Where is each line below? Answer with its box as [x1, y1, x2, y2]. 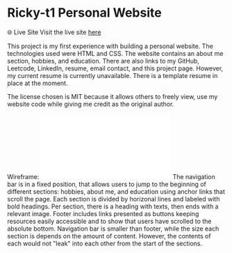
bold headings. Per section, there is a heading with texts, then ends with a [7, 202, 219, 210]
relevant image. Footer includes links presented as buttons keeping [7, 209, 199, 217]
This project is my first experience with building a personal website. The [7, 42, 213, 50]
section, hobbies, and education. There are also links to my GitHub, [7, 56, 200, 65]
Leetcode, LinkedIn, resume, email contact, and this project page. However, [7, 64, 224, 72]
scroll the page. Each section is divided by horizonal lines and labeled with [7, 194, 220, 203]
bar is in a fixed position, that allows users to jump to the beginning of [7, 180, 207, 188]
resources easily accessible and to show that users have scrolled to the [7, 217, 212, 225]
